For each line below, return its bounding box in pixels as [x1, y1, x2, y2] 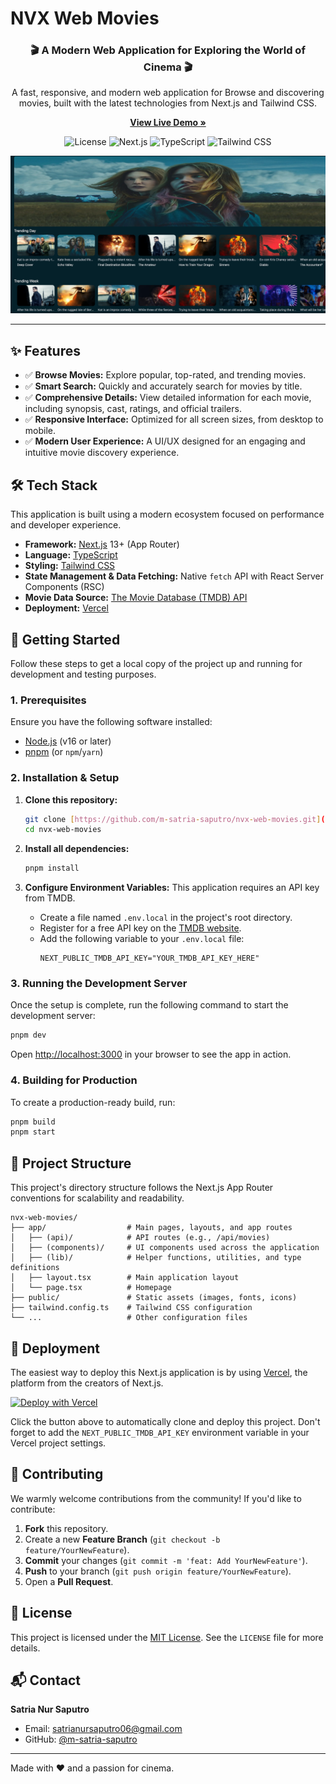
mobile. [24, 425, 57, 437]
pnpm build [10, 1117, 56, 1127]
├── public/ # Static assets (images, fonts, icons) [10, 1293, 298, 1303]
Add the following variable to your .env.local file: [39, 933, 245, 945]
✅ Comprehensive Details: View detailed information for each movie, [24, 392, 312, 404]
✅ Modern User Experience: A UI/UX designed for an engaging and [24, 435, 306, 447]
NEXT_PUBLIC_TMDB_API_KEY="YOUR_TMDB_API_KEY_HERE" [39, 953, 260, 964]
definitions [10, 1263, 60, 1273]
